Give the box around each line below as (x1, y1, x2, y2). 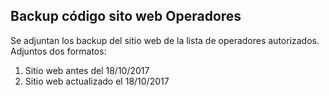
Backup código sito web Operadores (10, 8, 242, 25)
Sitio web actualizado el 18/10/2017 (24, 75, 170, 87)
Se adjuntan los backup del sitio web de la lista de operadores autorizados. (10, 34, 320, 46)
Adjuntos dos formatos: (10, 45, 107, 57)
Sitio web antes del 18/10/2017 (24, 64, 150, 76)
